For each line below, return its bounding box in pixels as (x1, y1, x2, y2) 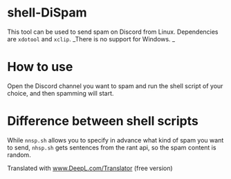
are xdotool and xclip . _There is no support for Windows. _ (7, 34, 175, 43)
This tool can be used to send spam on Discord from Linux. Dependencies (7, 28, 219, 36)
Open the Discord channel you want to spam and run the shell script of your (7, 81, 223, 90)
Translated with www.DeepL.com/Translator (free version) (7, 164, 173, 172)
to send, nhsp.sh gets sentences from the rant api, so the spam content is (7, 143, 216, 151)
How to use (7, 59, 73, 75)
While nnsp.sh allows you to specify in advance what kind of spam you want (7, 136, 224, 144)
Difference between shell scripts (7, 114, 198, 129)
